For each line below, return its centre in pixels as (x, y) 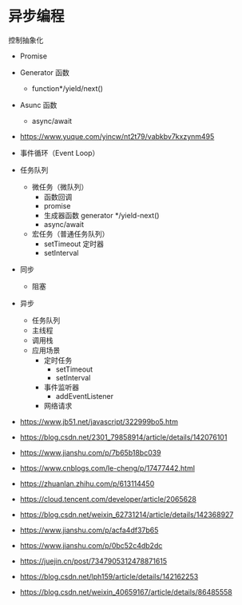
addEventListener (85, 396)
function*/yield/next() (67, 88)
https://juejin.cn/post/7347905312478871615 (93, 561)
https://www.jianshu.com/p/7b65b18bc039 (90, 452)
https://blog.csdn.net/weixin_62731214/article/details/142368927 (127, 514)
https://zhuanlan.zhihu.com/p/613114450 (87, 484)
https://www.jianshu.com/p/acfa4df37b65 (89, 530)
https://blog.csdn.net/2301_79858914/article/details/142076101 (123, 437)
